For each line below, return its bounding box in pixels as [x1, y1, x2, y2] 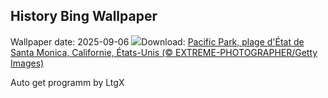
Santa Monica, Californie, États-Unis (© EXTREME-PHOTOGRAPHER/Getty [10, 46, 318, 58]
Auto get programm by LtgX [10, 76, 125, 88]
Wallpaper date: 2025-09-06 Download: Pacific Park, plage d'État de [10, 35, 305, 48]
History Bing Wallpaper [10, 8, 158, 25]
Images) [10, 57, 45, 69]
